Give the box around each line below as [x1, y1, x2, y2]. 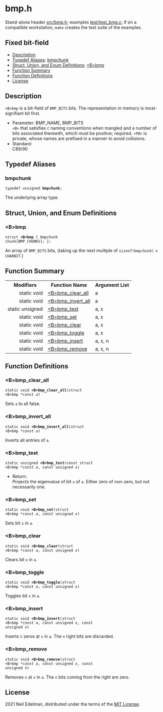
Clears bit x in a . [5, 556, 38, 562]
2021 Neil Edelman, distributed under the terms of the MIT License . [5, 701, 140, 707]
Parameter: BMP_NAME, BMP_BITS [12, 120, 84, 126]
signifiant [5, 110, 24, 116]
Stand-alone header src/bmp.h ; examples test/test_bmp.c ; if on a [5, 19, 137, 25]
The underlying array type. [5, 194, 59, 200]
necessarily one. [12, 484, 46, 490]
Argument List [95, 281, 129, 288]
